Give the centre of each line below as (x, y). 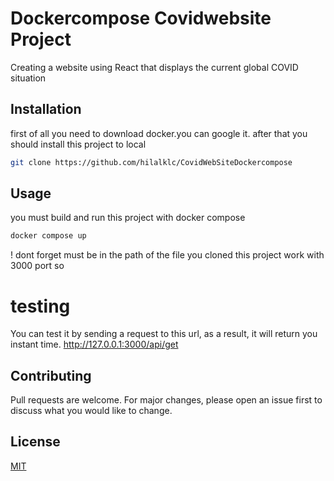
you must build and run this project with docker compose (128, 218)
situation (28, 78)
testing (40, 306)
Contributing (51, 375)
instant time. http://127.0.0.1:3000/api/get (94, 344)
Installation (46, 109)
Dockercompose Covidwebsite (141, 18)
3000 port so (37, 266)
